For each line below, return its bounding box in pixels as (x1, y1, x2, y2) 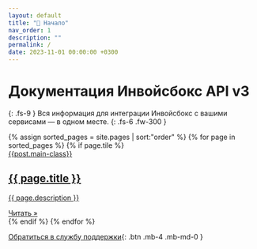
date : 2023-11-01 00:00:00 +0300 (8, 48, 119, 56)
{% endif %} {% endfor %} (8, 217, 96, 226)
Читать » (8, 208, 38, 217)
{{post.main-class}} (8, 149, 73, 158)
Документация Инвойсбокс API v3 (8, 82, 250, 100)
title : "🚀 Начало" (8, 19, 69, 27)
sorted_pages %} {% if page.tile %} (8, 140, 125, 150)
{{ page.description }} (8, 193, 80, 202)
